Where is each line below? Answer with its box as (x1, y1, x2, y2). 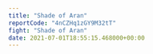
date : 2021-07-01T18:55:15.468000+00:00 (8, 33, 146, 42)
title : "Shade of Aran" (8, 11, 88, 20)
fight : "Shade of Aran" (8, 26, 88, 34)
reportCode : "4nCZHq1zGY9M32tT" (8, 19, 116, 27)
